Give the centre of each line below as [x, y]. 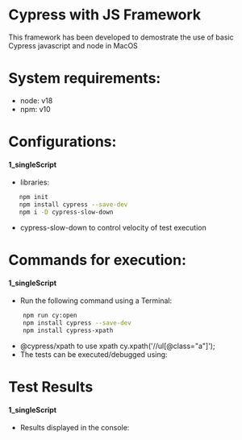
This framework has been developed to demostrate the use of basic [121, 37]
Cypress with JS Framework [105, 15]
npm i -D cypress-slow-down [66, 212]
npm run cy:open [50, 316]
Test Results [51, 387]
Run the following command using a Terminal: [96, 301]
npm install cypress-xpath [68, 331]
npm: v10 [35, 109]
